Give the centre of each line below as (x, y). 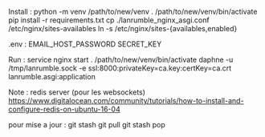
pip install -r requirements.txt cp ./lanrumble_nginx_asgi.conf (109, 20)
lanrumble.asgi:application (52, 77)
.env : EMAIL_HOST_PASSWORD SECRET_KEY (85, 44)
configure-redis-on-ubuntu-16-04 (64, 109)
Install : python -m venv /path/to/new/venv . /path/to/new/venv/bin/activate (133, 12)
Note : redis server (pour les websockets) (77, 92)
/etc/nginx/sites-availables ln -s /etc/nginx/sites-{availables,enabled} (123, 28)
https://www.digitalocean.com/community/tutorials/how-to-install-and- (126, 101)
